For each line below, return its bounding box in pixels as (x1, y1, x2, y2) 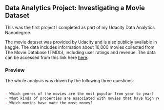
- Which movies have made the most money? (5, 100, 93, 105)
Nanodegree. (5, 29, 32, 36)
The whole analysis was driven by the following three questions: (5, 78, 134, 84)
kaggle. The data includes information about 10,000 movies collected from (5, 44, 155, 50)
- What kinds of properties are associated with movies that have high (5, 96, 154, 101)
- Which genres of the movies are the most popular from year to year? (5, 92, 154, 96)
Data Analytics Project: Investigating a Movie (5, 4, 145, 12)
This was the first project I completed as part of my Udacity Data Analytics (5, 24, 155, 30)
